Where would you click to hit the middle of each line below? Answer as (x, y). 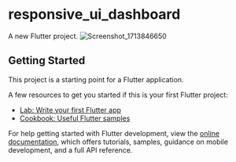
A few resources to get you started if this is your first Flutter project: (118, 95)
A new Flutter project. (43, 36)
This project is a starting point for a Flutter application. (96, 79)
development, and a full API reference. (70, 149)
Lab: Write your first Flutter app (70, 110)
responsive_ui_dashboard (94, 14)
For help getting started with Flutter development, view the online (114, 133)
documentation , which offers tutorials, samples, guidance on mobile (118, 142)
